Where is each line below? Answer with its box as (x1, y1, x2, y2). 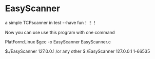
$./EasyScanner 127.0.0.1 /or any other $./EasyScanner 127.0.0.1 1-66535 (5, 48, 150, 54)
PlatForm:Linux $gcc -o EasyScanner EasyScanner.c (5, 39, 111, 44)
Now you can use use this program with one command (5, 29, 115, 35)
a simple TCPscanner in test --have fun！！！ (5, 20, 97, 25)
